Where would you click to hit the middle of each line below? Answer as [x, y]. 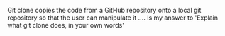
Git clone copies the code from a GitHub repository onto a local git [104, 10]
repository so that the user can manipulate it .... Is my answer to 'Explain [113, 18]
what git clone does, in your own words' [66, 25]
